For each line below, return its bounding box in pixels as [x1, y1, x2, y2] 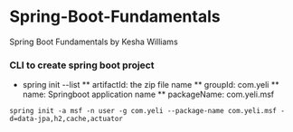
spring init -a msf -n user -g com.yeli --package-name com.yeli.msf [9, 107, 278, 116]
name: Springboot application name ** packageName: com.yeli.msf [22, 89, 274, 100]
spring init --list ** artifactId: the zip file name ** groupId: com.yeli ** [22, 80, 279, 90]
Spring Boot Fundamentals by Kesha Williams [9, 36, 178, 47]
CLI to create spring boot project [9, 59, 155, 71]
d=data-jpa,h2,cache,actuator [9, 115, 124, 124]
